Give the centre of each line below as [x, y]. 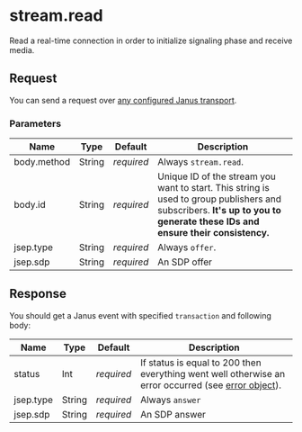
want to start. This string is [213, 188]
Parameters [35, 123]
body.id [30, 205]
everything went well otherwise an [213, 373]
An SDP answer [173, 414]
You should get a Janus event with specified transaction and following [141, 315]
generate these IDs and [208, 221]
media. [22, 49]
